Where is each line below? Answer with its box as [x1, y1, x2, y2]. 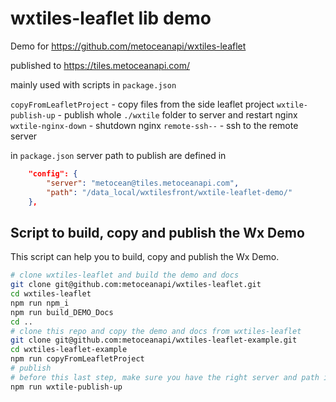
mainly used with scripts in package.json [10, 78, 177, 91]
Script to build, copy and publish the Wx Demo [10, 224, 305, 241]
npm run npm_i [10, 298, 70, 308]
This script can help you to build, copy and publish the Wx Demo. [10, 251, 280, 263]
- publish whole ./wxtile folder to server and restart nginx [57, 108, 298, 121]
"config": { [28, 168, 78, 179]
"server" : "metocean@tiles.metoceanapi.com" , [46, 178, 240, 188]
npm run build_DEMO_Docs [10, 307, 114, 317]
